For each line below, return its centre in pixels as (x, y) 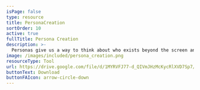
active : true (22, 34)
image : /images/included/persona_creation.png (65, 56)
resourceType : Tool (30, 61)
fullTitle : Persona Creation (42, 39)
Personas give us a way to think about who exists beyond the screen (99, 50)
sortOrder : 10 (24, 28)
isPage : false (24, 12)
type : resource (25, 17)
